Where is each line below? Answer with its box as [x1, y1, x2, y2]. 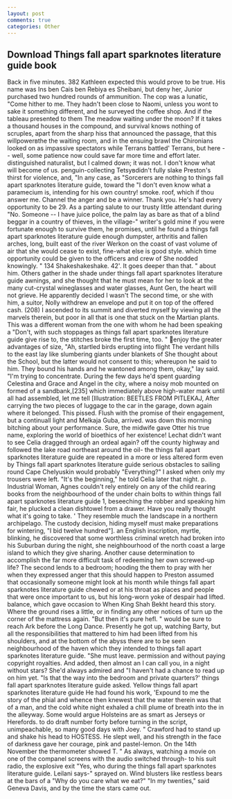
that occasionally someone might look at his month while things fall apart [7, 578, 215, 586]
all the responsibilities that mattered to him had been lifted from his [7, 629, 198, 638]
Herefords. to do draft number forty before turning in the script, [7, 718, 188, 726]
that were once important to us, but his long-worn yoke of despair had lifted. [7, 593, 225, 601]
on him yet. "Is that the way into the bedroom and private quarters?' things [7, 674, 220, 682]
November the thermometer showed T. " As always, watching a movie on [7, 747, 216, 755]
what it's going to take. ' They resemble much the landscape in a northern [7, 512, 218, 520]
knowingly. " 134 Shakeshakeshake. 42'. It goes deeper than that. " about [7, 262, 216, 270]
